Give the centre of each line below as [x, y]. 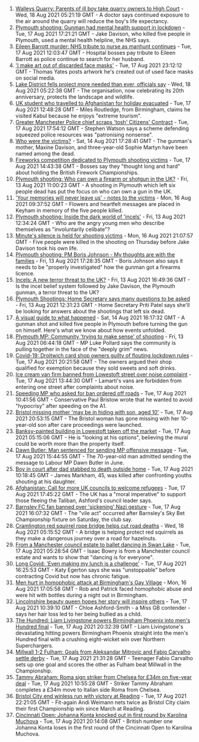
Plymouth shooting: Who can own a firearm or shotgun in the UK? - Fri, [102, 179]
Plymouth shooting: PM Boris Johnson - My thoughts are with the [95, 254]
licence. [25, 273]
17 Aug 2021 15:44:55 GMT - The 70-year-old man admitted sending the [103, 456]
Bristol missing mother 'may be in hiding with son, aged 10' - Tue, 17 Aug [104, 412]
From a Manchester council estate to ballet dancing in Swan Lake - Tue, [103, 545]
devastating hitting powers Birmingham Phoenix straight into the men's [102, 633]
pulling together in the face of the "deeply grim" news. [82, 349]
